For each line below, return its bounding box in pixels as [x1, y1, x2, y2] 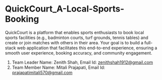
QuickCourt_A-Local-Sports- [5, 3, 125, 14]
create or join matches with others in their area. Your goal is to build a [5, 40, 144, 45]
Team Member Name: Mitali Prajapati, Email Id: [12, 64, 105, 70]
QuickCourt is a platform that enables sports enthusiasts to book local [5, 29, 144, 35]
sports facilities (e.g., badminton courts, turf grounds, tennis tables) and [5, 35, 148, 40]
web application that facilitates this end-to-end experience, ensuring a [16, 45, 157, 51]
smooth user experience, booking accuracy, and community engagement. [5, 50, 152, 56]
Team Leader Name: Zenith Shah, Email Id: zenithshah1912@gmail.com [12, 59, 153, 65]
